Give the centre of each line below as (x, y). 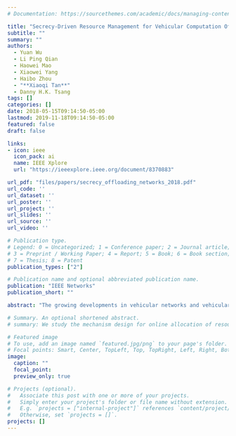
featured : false (31, 124)
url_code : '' (26, 189)
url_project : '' (31, 209)
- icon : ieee (26, 150)
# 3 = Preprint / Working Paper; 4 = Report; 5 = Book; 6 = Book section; (119, 253)
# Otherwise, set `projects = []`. (63, 415)
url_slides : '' (29, 215)
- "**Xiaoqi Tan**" (42, 85)
